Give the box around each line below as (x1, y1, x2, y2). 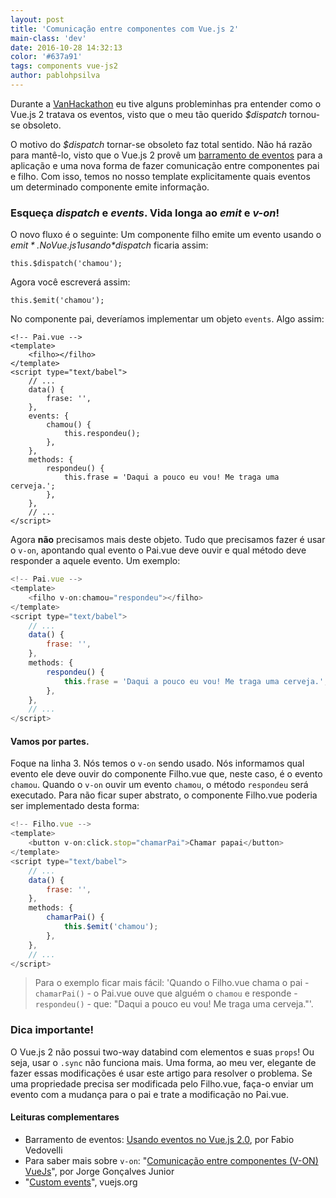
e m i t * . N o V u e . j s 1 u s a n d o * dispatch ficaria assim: (10, 239, 209, 251)
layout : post (10, 14, 65, 25)
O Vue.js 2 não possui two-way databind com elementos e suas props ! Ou (10, 1046, 315, 1058)
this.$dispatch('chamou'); (10, 259, 123, 269)
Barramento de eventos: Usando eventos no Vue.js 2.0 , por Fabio (24, 1133, 295, 1145)
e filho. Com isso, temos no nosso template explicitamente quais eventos (10, 170, 311, 182)
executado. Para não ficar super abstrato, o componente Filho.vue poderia (10, 789, 318, 801)
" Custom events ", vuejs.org (24, 1176, 138, 1188)
